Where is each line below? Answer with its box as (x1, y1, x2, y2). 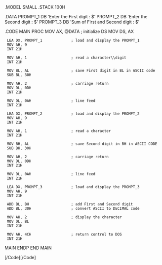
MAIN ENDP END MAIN (4, 245, 52, 251)
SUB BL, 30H (6, 72, 32, 77)
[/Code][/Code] (4, 255, 36, 260)
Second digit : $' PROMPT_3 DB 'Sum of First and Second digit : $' (4, 19, 140, 25)
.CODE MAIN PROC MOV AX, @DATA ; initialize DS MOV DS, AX (4, 29, 134, 34)
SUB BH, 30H (6, 146, 32, 151)
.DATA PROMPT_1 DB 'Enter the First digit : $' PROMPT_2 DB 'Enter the (4, 14, 148, 19)
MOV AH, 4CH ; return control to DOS (6, 232, 122, 237)
